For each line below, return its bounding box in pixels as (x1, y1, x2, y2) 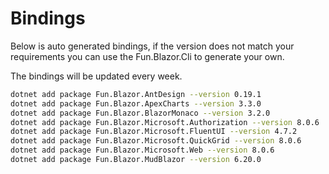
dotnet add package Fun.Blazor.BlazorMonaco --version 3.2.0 (10, 108, 271, 118)
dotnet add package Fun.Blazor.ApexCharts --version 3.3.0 (10, 98, 262, 109)
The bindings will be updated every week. (10, 70, 183, 82)
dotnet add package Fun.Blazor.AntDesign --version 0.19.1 (10, 89, 262, 99)
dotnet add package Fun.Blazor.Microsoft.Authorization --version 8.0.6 (10, 117, 320, 127)
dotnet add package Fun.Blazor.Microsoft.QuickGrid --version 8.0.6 (10, 136, 302, 146)
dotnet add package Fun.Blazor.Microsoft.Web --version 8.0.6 (10, 145, 275, 156)
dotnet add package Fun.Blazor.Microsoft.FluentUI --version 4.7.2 (10, 127, 298, 137)
